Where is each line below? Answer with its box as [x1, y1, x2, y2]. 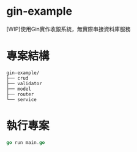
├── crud [6, 75, 29, 81]
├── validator [6, 80, 43, 86]
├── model [6, 86, 32, 92]
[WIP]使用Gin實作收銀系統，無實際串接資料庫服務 [6, 25, 131, 32]
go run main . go [6, 139, 45, 145]
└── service [6, 96, 37, 102]
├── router [6, 91, 34, 97]
